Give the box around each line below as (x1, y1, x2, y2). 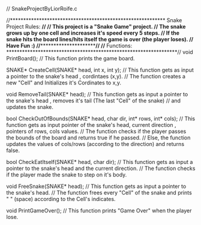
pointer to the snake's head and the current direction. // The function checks (6, 165, 196, 172)
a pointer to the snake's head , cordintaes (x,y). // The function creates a (6, 73, 186, 80)
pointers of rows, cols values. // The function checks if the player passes (6, 128, 187, 135)
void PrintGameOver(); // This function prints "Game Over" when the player (6, 207, 192, 214)
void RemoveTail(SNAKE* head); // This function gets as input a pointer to (6, 91, 188, 98)
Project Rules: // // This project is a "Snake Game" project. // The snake (6, 23, 186, 30)
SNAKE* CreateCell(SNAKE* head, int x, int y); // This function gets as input (6, 66, 194, 74)
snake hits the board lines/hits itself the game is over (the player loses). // (6, 36, 194, 42)
